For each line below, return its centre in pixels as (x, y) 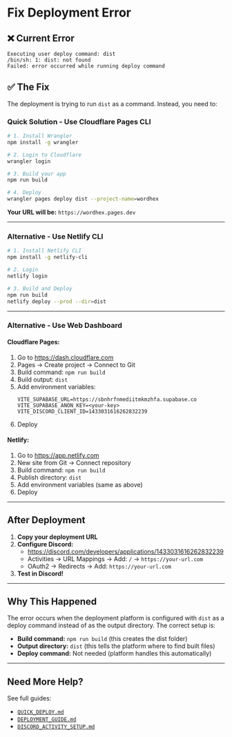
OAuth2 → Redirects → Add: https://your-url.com (99, 566)
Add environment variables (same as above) (80, 484)
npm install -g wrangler (43, 142)
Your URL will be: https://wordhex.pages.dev (71, 213)
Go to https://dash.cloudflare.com (65, 357)
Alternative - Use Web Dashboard (65, 326)
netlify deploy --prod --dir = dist (57, 302)
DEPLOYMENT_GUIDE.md (47, 720)
